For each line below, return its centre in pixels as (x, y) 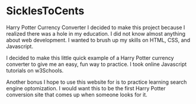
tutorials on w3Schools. (35, 70)
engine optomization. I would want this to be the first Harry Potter (86, 88)
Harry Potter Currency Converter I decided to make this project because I (96, 27)
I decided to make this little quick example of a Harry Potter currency (90, 58)
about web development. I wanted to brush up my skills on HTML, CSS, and (98, 40)
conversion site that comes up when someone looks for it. (77, 94)
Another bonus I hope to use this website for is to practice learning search (97, 82)
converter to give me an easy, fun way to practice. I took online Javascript (97, 64)
